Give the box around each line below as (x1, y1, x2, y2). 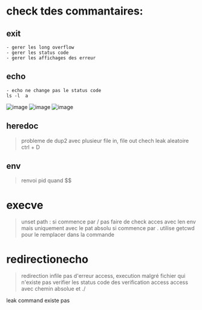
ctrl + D (21, 143, 41, 151)
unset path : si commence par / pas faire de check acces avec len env (21, 218, 197, 225)
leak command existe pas (6, 297, 70, 304)
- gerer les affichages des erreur (6, 55, 96, 61)
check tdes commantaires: (6, 4, 143, 18)
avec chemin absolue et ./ (21, 285, 86, 292)
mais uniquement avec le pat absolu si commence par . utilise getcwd (21, 225, 195, 232)
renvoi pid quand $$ (21, 177, 72, 184)
